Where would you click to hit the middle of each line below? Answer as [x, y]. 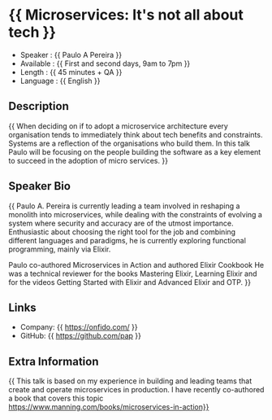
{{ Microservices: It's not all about [126, 15]
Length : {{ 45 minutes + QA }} [71, 72]
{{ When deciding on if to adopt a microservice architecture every [119, 126]
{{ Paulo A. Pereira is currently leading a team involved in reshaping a [124, 206]
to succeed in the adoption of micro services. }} [89, 160]
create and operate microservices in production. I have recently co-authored [136, 390]
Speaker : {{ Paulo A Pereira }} [71, 55]
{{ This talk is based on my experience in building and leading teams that [130, 381]
